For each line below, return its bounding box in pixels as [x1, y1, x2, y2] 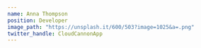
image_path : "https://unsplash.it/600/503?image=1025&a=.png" [7, 23, 195, 30]
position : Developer [7, 17, 69, 24]
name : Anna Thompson [7, 10, 69, 18]
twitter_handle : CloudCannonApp [7, 30, 103, 37]
